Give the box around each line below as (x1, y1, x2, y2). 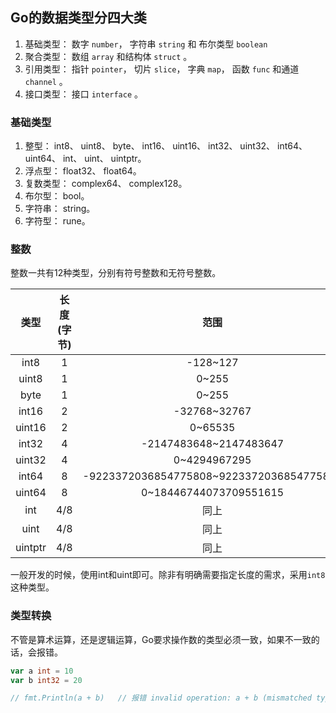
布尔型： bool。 (24, 190, 90, 202)
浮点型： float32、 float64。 (24, 165, 142, 177)
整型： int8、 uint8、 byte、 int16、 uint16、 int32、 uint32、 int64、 (24, 140, 308, 152)
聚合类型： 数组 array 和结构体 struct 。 (24, 50, 193, 62)
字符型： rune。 (24, 215, 91, 227)
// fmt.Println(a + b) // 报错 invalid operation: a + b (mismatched (10, 693, 312, 703)
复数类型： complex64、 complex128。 (24, 178, 188, 190)
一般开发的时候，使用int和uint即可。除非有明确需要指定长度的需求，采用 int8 (10, 569, 326, 581)
